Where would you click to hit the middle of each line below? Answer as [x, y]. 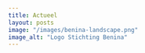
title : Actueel [33, 15]
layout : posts [31, 23]
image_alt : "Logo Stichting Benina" [68, 37]
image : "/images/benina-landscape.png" [73, 30]
